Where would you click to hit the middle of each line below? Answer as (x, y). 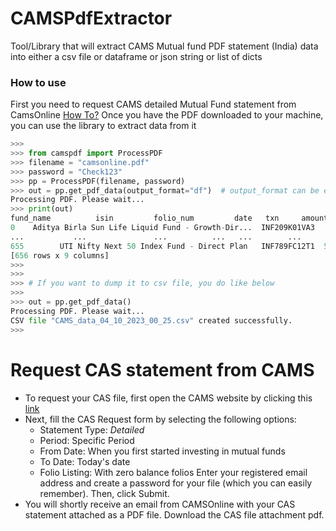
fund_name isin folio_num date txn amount (169, 218)
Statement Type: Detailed (92, 429)
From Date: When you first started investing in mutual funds (162, 451)
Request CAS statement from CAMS (162, 369)
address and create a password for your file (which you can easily (176, 483)
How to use (38, 82)
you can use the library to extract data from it (103, 126)
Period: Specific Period (87, 440)
